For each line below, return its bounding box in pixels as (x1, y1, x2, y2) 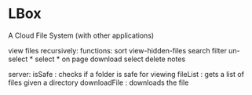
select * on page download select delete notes (35, 54, 186, 64)
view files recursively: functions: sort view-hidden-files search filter (8, 46, 228, 55)
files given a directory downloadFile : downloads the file (8, 78, 189, 87)
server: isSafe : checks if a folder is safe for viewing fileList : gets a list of (8, 69, 245, 79)
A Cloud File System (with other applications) (8, 31, 155, 40)
